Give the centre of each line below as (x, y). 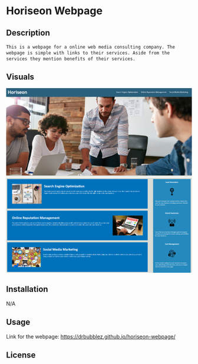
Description (28, 33)
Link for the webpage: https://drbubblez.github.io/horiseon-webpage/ (91, 336)
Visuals (20, 77)
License (21, 355)
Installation (27, 289)
